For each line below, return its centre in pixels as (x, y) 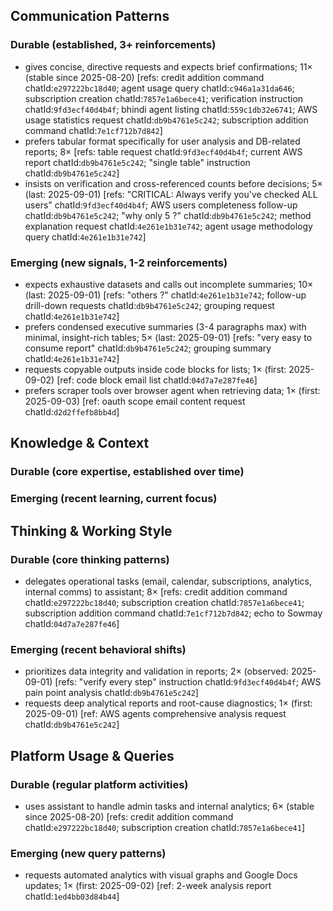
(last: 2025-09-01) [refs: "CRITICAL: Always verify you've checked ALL (171, 194)
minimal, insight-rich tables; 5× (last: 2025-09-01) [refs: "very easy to (168, 337)
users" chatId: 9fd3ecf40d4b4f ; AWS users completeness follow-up (161, 205)
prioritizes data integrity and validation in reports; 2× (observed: (156, 671)
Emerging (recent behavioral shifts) (98, 649)
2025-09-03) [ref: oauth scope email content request (135, 401)
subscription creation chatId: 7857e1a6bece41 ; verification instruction (164, 98)
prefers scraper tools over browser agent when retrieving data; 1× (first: (172, 390)
